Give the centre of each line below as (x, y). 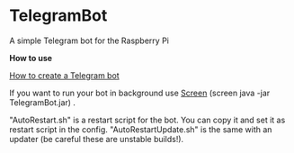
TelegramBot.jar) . (43, 102)
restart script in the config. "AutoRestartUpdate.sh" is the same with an (141, 129)
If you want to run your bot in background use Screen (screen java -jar (140, 93)
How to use (31, 58)
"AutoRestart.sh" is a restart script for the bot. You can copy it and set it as (147, 120)
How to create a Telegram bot (64, 75)
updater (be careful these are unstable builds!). (97, 139)
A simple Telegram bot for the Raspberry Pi (89, 40)
